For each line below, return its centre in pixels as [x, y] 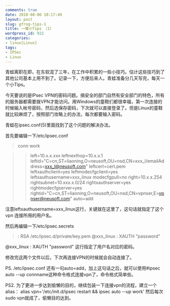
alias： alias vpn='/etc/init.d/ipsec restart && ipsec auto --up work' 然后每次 [84, 292]
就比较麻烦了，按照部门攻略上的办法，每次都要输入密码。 [65, 114]
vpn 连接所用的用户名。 [30, 215]
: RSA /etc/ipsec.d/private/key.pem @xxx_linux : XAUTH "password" [89, 236]
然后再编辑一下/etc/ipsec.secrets [40, 226]
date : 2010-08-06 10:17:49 [34, 15]
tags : [11, 48]
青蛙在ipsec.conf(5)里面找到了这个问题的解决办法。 [59, 125]
